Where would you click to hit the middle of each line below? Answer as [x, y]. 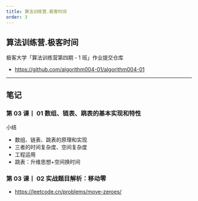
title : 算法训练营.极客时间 [37, 11]
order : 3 [17, 17]
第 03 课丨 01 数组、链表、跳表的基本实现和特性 [74, 113]
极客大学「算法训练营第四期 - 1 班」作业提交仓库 [65, 58]
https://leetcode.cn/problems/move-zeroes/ [68, 192]
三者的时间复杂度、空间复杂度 [51, 147]
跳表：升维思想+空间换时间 [47, 162]
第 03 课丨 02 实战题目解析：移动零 [56, 179]
